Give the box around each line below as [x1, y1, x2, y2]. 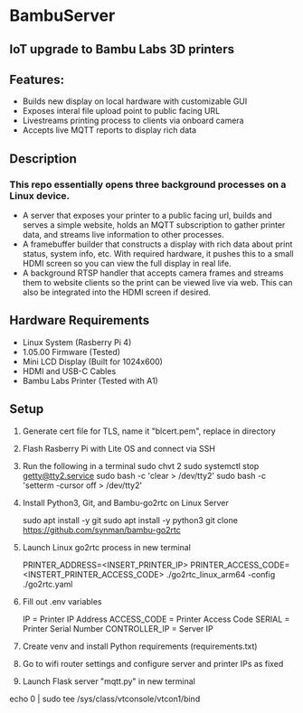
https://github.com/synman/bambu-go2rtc [22, 524, 181, 535]
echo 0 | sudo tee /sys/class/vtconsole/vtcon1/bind [9, 693, 201, 704]
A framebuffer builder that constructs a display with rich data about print [22, 239, 293, 249]
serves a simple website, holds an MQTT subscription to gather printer [22, 220, 286, 230]
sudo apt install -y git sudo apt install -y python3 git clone [22, 514, 238, 525]
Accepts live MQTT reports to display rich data [22, 125, 197, 136]
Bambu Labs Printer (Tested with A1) [22, 375, 158, 386]
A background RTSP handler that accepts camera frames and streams [22, 267, 284, 278]
